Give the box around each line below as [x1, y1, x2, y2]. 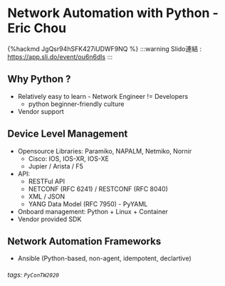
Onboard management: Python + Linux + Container [17, 207, 169, 216]
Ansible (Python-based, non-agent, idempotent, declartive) [17, 254, 192, 263]
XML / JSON [28, 192, 66, 201]
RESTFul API [28, 176, 66, 186]
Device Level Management [7, 128, 128, 140]
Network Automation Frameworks [7, 235, 162, 247]
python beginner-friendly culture [28, 100, 125, 108]
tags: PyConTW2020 [7, 270, 59, 279]
